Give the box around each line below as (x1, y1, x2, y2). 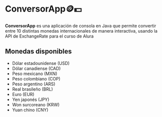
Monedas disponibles (5, 47, 72, 56)
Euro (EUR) (12, 91, 35, 97)
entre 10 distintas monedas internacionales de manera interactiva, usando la (5, 28, 158, 34)
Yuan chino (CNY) (12, 107, 49, 113)
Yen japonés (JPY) (12, 97, 50, 102)
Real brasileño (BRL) (12, 86, 54, 92)
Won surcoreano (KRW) (12, 101, 60, 107)
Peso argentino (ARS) (12, 81, 55, 87)
